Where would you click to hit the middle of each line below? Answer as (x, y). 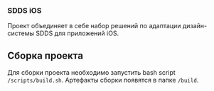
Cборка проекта (46, 55)
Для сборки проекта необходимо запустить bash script (91, 73)
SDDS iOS (25, 11)
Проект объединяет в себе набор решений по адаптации (94, 26)
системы (21, 33)
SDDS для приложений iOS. (77, 33)
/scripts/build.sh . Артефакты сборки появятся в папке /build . (103, 80)
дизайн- (195, 26)
